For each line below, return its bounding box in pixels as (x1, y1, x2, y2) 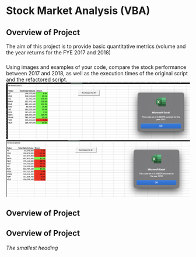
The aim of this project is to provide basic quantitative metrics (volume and (6, 43, 186, 50)
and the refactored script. (6, 76, 68, 83)
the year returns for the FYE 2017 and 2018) (6, 49, 111, 56)
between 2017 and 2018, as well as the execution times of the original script (6, 70, 188, 77)
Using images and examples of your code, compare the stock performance (6, 63, 187, 71)
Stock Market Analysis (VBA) (6, 4, 150, 18)
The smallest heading (6, 244, 58, 252)
